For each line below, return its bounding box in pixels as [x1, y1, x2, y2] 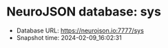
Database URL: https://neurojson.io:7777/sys [16, 26, 144, 34]
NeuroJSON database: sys [6, 4, 161, 20]
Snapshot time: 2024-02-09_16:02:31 [16, 33, 122, 41]
